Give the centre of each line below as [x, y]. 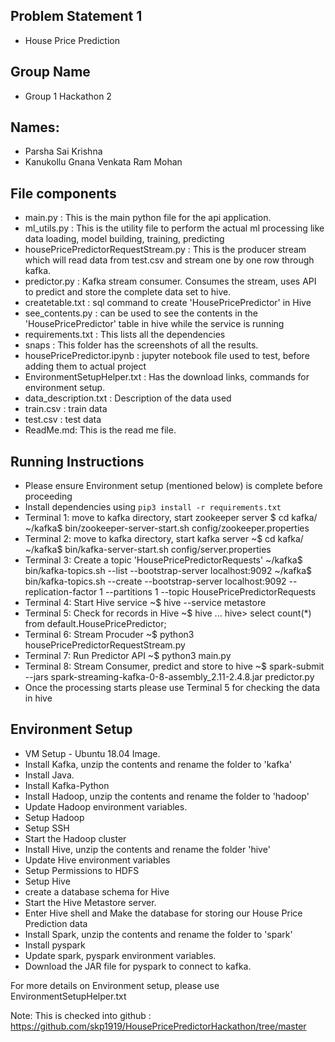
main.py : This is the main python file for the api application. [148, 218]
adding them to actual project [85, 366]
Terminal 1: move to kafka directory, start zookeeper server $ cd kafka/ [171, 518]
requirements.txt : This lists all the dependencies [125, 335]
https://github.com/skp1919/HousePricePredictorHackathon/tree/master [158, 1026]
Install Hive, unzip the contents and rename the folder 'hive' [147, 849]
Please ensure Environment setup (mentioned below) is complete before [173, 486]
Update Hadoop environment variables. [106, 806]
